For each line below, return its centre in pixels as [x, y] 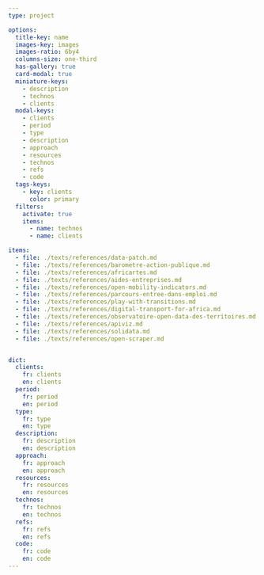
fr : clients [42, 375]
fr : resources [45, 485]
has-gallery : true [46, 67]
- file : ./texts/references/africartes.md [86, 272]
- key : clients [47, 192]
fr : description [49, 441]
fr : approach [44, 463]
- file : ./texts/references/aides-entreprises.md [98, 280]
